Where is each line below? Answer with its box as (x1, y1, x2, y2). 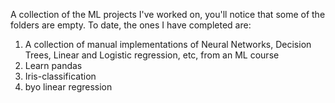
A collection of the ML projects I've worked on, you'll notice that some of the (10, 9, 326, 20)
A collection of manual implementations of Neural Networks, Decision (24, 39, 312, 50)
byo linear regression (24, 81, 113, 93)
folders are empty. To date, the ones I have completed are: (10, 19, 252, 31)
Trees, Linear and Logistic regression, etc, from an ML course (24, 49, 280, 61)
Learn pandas (24, 60, 83, 71)
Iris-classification (24, 70, 97, 82)
